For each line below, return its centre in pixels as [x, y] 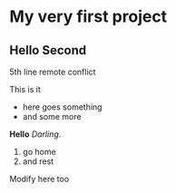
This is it [25, 89]
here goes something [62, 107]
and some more [52, 116]
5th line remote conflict [53, 72]
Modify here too [39, 179]
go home [39, 152]
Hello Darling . [35, 134]
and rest [38, 161]
